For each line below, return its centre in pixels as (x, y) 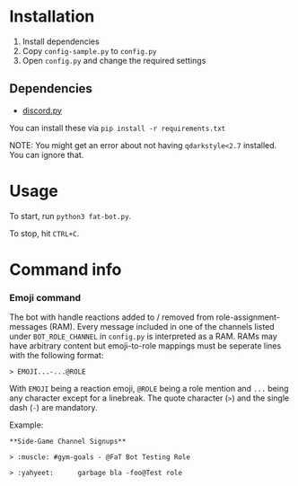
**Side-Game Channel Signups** (68, 442)
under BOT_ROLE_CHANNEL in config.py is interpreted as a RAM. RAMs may (144, 336)
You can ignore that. (47, 155)
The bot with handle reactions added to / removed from (112, 317)
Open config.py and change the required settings (114, 60)
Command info (66, 269)
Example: (26, 425)
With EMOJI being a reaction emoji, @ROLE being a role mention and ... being (149, 389)
